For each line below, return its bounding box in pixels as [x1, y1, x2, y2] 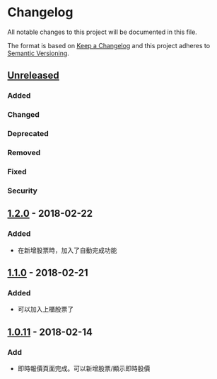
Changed [7, 110, 40, 120]
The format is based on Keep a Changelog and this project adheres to [7, 41, 211, 50]
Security [7, 186, 37, 196]
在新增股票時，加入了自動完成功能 [17, 246, 117, 254]
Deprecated [7, 129, 49, 139]
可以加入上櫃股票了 [17, 305, 74, 314]
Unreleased [7, 69, 60, 81]
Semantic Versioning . [7, 49, 69, 57]
